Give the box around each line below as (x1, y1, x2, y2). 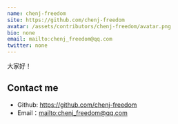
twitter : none (7, 42, 48, 49)
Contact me (7, 82, 59, 94)
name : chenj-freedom (7, 10, 67, 17)
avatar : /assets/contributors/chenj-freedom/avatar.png (7, 23, 171, 30)
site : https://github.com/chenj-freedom (7, 17, 126, 23)
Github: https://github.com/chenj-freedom (17, 101, 137, 109)
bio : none (7, 29, 36, 37)
